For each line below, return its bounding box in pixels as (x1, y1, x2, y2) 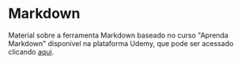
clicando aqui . (8, 47, 55, 56)
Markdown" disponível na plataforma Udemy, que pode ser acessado (8, 38, 234, 48)
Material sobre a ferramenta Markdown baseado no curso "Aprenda (8, 30, 229, 40)
